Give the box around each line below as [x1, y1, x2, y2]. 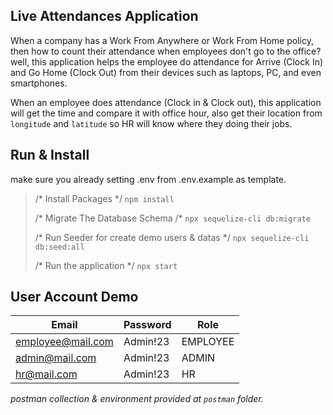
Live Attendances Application [10, 8, 199, 25]
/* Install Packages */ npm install [34, 192, 175, 204]
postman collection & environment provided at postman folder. [10, 393, 264, 405]
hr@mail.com [15, 367, 78, 381]
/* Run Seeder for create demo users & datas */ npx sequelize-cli [34, 231, 310, 243]
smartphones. [10, 77, 68, 89]
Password [123, 318, 172, 332]
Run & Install [10, 147, 90, 164]
